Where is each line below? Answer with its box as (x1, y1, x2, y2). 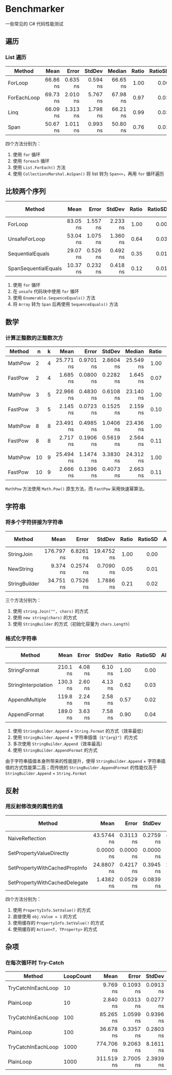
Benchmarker (5, 3, 64, 15)
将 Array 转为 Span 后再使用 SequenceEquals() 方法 (12, 301, 119, 308)
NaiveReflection (8, 835, 46, 842)
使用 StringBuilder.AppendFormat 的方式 (12, 747, 98, 754)
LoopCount (63, 972, 92, 980)
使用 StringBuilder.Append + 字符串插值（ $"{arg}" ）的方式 (12, 734, 138, 741)
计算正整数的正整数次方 (5, 334, 63, 341)
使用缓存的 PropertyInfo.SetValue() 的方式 (12, 920, 104, 926)
